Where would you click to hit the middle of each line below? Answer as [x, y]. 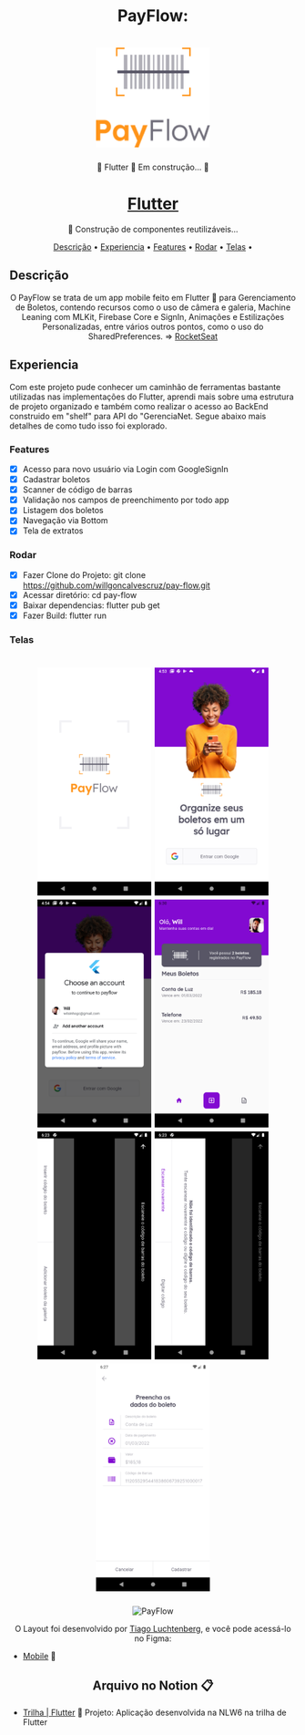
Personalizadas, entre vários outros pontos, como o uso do [153, 326]
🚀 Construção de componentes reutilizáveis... [153, 230]
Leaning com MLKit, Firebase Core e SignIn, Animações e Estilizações [153, 316]
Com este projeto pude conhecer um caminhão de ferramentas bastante [145, 387]
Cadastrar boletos [56, 480]
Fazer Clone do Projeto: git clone [84, 574]
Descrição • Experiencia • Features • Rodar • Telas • [153, 247]
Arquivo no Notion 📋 [153, 1686]
